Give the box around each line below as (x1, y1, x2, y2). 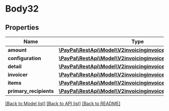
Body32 (5, 3, 39, 15)
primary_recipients (8, 88, 54, 94)
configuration (8, 55, 41, 62)
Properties (5, 23, 39, 32)
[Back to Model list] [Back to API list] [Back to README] (5, 100, 121, 106)
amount (8, 46, 27, 53)
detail (8, 63, 22, 70)
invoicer (8, 71, 28, 78)
